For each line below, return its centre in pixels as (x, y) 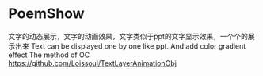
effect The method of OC (49, 55)
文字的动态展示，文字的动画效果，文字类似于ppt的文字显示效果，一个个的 (128, 36)
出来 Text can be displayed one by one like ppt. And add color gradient (130, 46)
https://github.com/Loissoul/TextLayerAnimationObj (92, 63)
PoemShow (46, 14)
